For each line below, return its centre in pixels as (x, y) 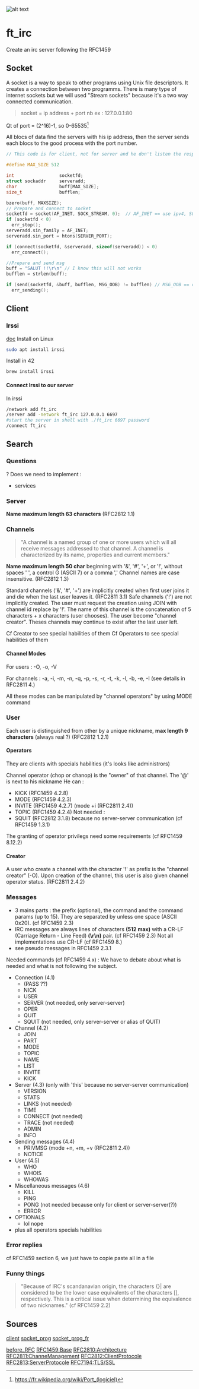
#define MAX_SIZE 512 (33, 165)
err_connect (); (30, 252)
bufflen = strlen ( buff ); (37, 274)
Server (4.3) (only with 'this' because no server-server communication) (102, 1084)
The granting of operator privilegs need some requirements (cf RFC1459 (94, 836)
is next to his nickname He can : (45, 781)
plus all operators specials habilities (58, 1230)
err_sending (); (30, 290)
